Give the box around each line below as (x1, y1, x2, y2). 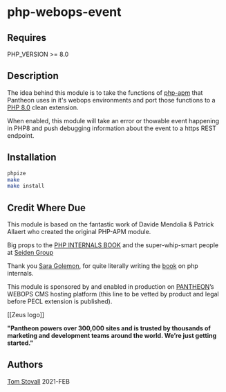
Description (7, 70, 59, 82)
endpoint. (7, 131, 35, 139)
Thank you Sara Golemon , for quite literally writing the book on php (7, 262, 198, 270)
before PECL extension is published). (7, 297, 113, 305)
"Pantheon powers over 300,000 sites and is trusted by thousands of (7, 324, 211, 332)
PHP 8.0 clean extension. (7, 103, 79, 112)
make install (7, 183, 45, 190)
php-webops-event (7, 4, 122, 20)
